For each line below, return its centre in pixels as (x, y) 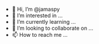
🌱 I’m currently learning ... (44, 22)
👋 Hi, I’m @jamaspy (36, 9)
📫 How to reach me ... (40, 35)
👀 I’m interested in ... (37, 15)
